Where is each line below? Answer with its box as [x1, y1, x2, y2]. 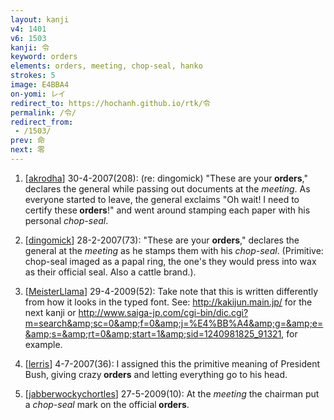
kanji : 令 [10, 42, 50, 53]
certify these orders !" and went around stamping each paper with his [24, 204, 311, 216]
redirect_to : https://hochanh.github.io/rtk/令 [10, 98, 211, 108]
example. [24, 338, 63, 350]
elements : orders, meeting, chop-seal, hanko [10, 61, 203, 71]
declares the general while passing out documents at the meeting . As [24, 182, 311, 195]
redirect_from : [10, 117, 74, 127]
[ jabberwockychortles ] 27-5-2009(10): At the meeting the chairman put [24, 387, 320, 400]
